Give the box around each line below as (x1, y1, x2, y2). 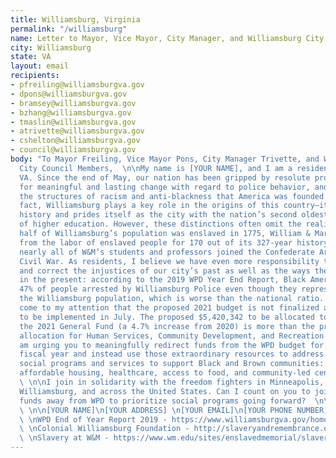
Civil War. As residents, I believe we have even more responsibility (19, 256, 320, 266)
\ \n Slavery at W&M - (19, 433, 110, 443)
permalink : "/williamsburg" (10, 24, 128, 34)
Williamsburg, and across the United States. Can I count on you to (19, 386, 311, 396)
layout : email (10, 61, 70, 71)
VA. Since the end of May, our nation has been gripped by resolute (19, 172, 311, 183)
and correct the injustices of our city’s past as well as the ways (19, 266, 311, 276)
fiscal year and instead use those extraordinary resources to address (19, 349, 325, 360)
